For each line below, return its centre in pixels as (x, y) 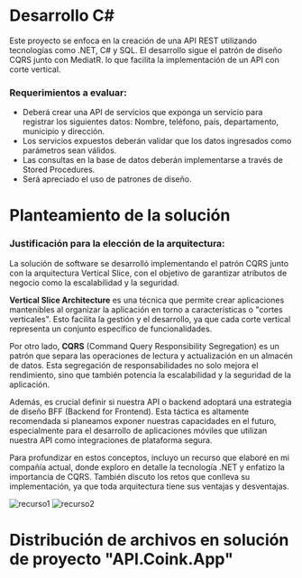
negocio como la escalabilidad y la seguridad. (95, 282)
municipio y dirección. (64, 131)
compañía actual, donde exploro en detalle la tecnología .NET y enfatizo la (147, 467)
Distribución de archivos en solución (149, 540)
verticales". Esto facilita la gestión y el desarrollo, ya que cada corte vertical (150, 319)
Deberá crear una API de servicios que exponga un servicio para (142, 113)
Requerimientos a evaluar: (69, 93)
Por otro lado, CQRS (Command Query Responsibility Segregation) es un (144, 346)
